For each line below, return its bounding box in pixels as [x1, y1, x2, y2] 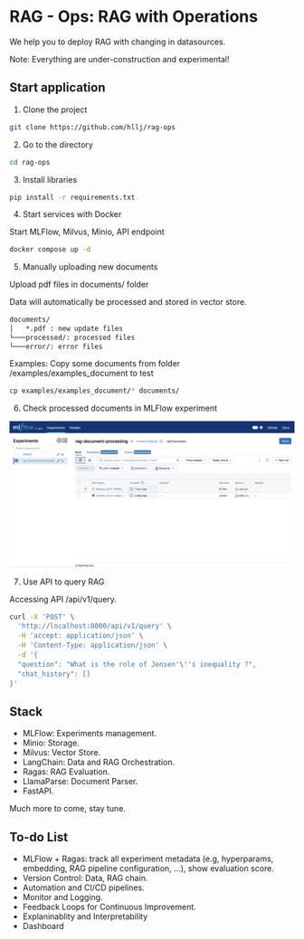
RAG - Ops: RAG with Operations [9, 6, 259, 27]
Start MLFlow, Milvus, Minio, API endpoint [9, 226, 165, 237]
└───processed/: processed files [9, 333, 136, 343]
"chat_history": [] [17, 669, 91, 678]
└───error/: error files [9, 342, 103, 352]
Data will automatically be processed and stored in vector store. [9, 297, 247, 308]
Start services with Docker [22, 209, 122, 220]
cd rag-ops [9, 157, 51, 166]
